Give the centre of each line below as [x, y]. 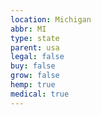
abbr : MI [28, 29]
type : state [35, 38]
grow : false [35, 76]
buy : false [33, 66]
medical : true [40, 94]
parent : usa [35, 47]
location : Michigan [51, 19]
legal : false [37, 57]
